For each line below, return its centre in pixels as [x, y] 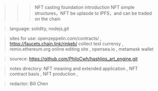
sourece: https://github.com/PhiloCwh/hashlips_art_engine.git [73, 59]
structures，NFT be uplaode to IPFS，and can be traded [93, 13]
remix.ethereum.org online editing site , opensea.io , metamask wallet [82, 49]
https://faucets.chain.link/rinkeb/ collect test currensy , [66, 44]
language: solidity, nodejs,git [39, 29]
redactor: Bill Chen [29, 83]
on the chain [48, 19]
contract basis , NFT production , [44, 74]
